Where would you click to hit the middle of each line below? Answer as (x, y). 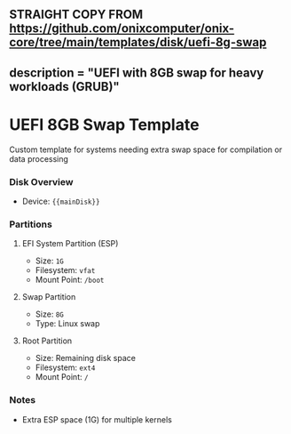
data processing (39, 158)
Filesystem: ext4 (65, 367)
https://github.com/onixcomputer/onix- (122, 29)
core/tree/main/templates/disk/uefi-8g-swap (138, 42)
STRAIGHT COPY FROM (76, 15)
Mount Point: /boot (70, 280)
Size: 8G (49, 314)
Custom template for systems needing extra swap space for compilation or (145, 149)
